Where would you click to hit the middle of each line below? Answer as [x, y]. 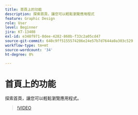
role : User [16, 23]
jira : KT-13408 [20, 32]
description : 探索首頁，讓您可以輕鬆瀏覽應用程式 [50, 14]
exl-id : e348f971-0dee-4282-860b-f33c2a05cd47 [53, 37]
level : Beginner [21, 28]
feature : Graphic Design [30, 18]
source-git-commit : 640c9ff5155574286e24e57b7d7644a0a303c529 [69, 41]
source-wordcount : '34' [29, 50]
